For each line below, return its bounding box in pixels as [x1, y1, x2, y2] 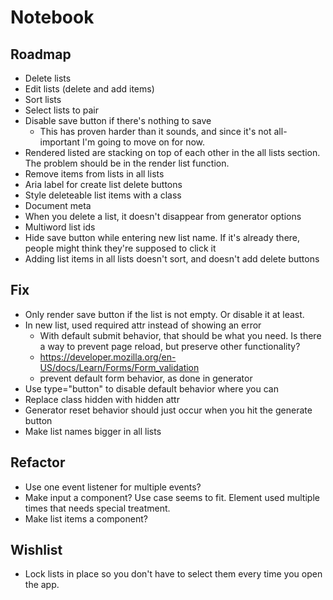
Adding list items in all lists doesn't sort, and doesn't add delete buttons [24, 253, 320, 265]
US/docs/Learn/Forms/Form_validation [39, 361, 200, 373]
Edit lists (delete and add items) [24, 83, 155, 95]
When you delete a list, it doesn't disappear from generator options [24, 211, 302, 222]
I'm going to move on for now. [82, 136, 206, 148]
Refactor [10, 454, 66, 471]
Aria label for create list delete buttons [24, 179, 183, 190]
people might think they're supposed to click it [24, 242, 217, 254]
